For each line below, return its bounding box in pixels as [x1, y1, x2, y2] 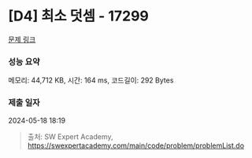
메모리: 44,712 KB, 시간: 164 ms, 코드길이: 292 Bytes [8, 75, 174, 85]
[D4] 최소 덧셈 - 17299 [8, 7, 150, 25]
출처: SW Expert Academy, [27, 131, 113, 141]
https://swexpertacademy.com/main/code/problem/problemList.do [27, 141, 245, 150]
